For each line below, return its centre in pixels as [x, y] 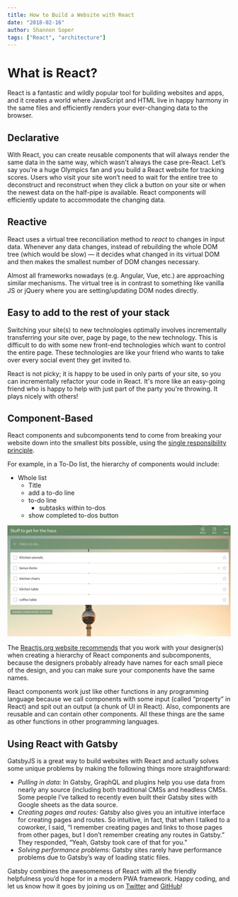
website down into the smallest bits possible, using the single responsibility [117, 443]
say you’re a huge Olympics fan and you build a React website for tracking [116, 170]
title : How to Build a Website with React [71, 15]
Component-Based [50, 419]
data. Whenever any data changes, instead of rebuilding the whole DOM [113, 246]
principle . [21, 450]
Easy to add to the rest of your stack [89, 313]
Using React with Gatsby [63, 744]
